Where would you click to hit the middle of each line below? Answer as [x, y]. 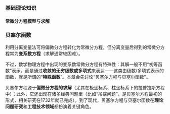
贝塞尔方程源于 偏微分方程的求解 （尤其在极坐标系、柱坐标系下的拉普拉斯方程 [85, 87]
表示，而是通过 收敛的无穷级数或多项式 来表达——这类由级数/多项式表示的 [88, 70]
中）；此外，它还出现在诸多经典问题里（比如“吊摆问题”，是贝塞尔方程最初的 [84, 94]
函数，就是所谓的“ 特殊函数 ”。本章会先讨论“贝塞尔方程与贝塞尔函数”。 [78, 77]
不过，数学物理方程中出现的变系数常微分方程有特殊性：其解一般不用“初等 [82, 64]
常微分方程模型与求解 [27, 21]
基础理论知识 [21, 8]
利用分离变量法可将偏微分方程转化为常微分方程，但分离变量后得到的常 [78, 47]
